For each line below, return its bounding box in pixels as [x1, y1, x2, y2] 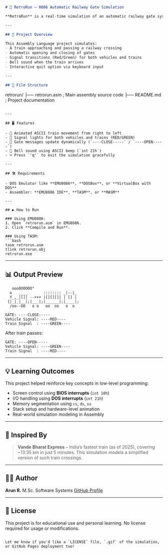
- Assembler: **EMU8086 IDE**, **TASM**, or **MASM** [5, 190, 120, 195]
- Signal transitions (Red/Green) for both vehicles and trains [5, 55, 142, 60]
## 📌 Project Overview [5, 32, 52, 37]
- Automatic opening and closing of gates [5, 50, 95, 55]
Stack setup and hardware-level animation [12, 406, 100, 412]
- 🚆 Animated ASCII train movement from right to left [5, 131, 122, 136]
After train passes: [5, 330, 43, 336]
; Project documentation [5, 97, 55, 103]
